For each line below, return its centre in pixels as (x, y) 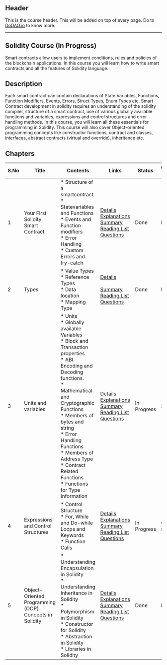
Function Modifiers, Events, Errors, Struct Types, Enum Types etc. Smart (79, 101)
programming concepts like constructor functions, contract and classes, (79, 133)
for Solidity (73, 630)
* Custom (72, 250)
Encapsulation (77, 568)
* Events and (76, 220)
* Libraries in (76, 649)
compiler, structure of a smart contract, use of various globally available (79, 112)
